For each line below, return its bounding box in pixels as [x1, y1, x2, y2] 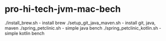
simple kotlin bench [4, 30, 45, 36]
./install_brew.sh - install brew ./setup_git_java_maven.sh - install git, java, [4, 20, 156, 26]
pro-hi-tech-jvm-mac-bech [4, 3, 121, 15]
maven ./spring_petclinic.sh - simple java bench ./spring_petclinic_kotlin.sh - [4, 25, 162, 31]
